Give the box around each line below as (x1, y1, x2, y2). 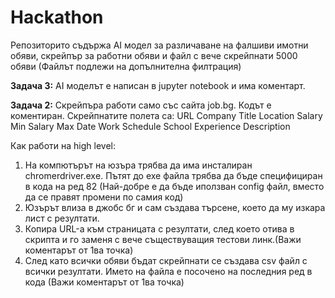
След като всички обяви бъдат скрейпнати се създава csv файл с (24, 254, 308, 266)
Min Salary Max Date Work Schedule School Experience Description (10, 120, 291, 132)
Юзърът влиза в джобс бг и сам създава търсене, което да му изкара (24, 201, 326, 213)
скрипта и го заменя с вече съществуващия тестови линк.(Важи (24, 233, 302, 245)
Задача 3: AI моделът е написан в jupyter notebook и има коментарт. (10, 79, 306, 91)
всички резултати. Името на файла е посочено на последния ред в (24, 265, 313, 277)
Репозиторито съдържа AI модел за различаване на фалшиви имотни (10, 39, 309, 51)
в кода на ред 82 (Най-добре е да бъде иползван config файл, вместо (24, 180, 325, 192)
